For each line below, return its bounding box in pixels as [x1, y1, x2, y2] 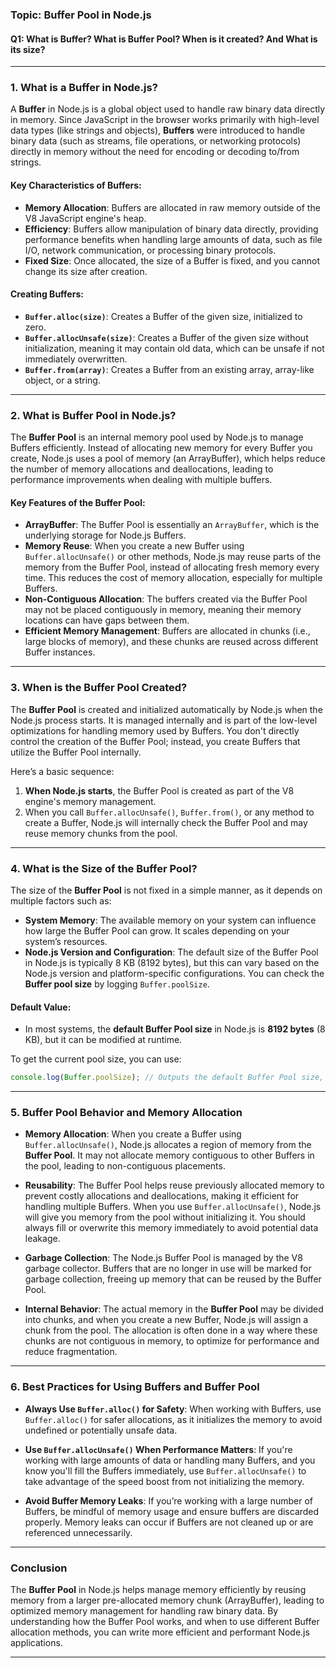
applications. [10, 1636, 63, 1648]
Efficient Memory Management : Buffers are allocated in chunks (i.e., [24, 625, 311, 637]
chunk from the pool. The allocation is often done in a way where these [24, 1324, 318, 1337]
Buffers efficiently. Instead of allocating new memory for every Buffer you [10, 442, 313, 454]
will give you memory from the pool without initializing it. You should [24, 1211, 306, 1223]
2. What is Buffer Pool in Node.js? [10, 408, 177, 422]
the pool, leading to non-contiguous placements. [24, 1160, 226, 1172]
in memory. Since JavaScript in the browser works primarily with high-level [10, 114, 320, 126]
